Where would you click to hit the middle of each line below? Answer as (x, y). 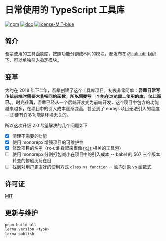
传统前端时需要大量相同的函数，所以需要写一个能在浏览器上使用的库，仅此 (81, 96)
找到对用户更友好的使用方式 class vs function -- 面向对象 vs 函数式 (82, 167)
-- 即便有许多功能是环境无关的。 (38, 115)
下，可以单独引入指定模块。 (33, 60)
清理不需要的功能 (30, 136)
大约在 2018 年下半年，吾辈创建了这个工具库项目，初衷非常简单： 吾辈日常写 (83, 90)
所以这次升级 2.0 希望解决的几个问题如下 (46, 125)
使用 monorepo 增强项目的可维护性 (48, 142)
